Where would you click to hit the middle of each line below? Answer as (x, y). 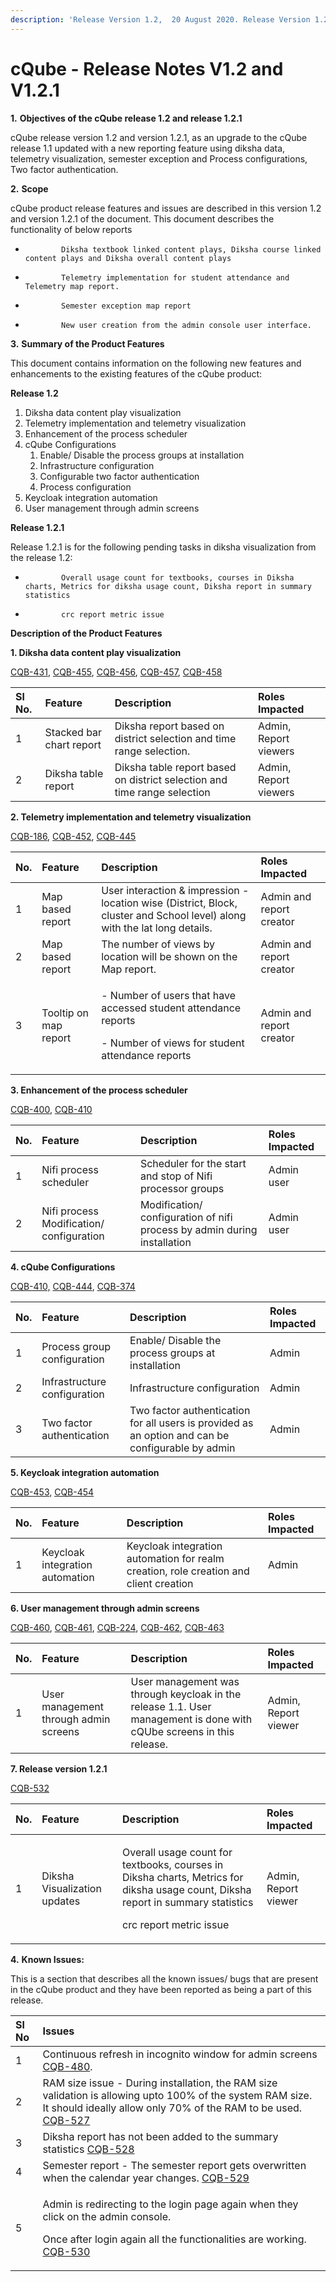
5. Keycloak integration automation (85, 1472)
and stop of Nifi (176, 1176)
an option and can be (179, 1435)
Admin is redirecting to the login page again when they (170, 2204)
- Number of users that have (169, 995)
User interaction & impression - (175, 890)
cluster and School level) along (174, 915)
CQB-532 (30, 1788)
